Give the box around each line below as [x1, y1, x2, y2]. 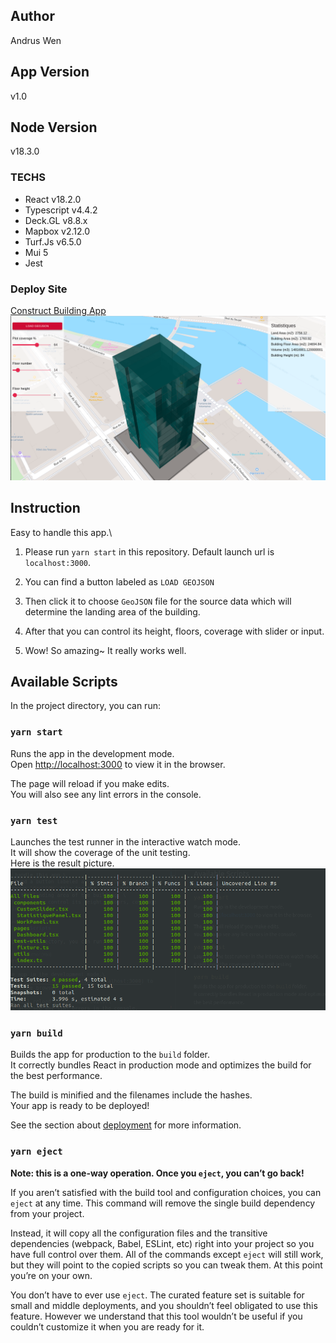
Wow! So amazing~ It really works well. [24, 644, 187, 656]
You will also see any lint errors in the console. [10, 788, 202, 800]
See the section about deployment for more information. [10, 1119, 242, 1131]
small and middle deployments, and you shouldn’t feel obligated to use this [10, 1299, 318, 1311]
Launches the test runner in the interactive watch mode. [10, 836, 242, 848]
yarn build [10, 1027, 63, 1039]
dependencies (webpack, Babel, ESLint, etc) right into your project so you [10, 1237, 315, 1249]
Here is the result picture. [10, 857, 115, 869]
